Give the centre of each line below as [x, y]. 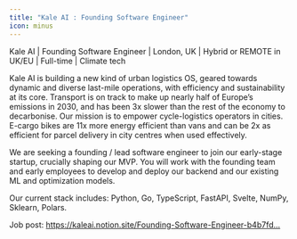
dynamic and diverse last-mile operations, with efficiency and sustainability [147, 87]
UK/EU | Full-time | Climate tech [68, 61]
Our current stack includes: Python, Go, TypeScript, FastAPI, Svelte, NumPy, [149, 198]
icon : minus [31, 26]
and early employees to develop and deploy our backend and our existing [144, 171]
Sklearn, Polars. [38, 207]
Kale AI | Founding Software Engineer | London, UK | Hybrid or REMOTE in [145, 51]
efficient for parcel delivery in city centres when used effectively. [128, 135]
